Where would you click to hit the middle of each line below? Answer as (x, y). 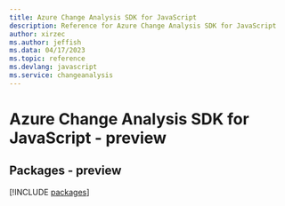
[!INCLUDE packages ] (49, 192)
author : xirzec (37, 34)
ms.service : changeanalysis (61, 75)
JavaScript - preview (88, 138)
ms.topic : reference (48, 59)
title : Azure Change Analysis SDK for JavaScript (103, 17)
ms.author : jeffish (45, 42)
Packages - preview (65, 171)
